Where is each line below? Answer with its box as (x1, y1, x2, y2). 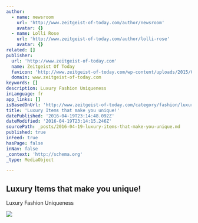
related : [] (6, 47, 35, 53)
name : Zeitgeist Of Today (11, 63, 75, 70)
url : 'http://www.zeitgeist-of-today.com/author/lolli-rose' (16, 36, 170, 42)
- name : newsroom (11, 14, 54, 20)
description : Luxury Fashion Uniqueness (6, 86, 107, 91)
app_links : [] (6, 96, 41, 102)
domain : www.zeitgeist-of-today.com (11, 74, 101, 80)
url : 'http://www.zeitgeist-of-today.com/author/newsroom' (16, 19, 165, 25)
